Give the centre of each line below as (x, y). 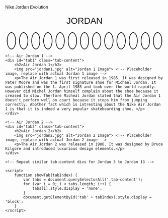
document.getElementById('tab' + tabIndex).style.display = (88, 197)
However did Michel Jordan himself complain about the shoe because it (82, 91)
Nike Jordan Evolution (27, 7)
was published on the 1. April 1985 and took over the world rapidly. (81, 87)
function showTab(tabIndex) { (46, 175)
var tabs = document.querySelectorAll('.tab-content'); (83, 180)
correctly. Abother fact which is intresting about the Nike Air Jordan (83, 104)
